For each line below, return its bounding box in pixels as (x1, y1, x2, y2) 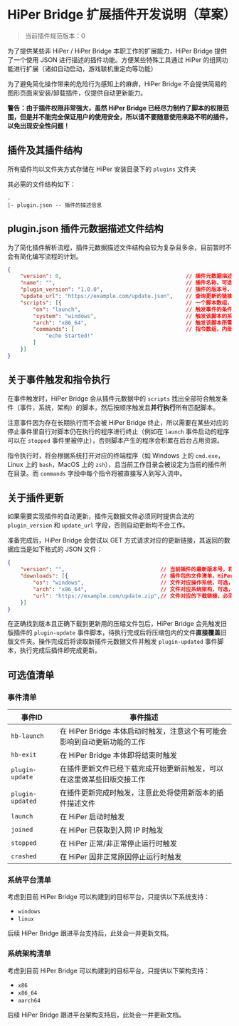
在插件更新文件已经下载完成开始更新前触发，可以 (59, 764, 224, 774)
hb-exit (11, 751, 37, 759)
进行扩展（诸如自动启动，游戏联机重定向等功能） (13, 64, 157, 73)
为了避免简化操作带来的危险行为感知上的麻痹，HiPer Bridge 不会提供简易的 (7, 79, 228, 88)
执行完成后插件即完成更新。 (19, 646, 101, 655)
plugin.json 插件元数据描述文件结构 (7, 222, 164, 235)
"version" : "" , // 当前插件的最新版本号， (20, 566, 228, 573)
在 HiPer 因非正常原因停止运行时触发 (59, 852, 182, 862)
